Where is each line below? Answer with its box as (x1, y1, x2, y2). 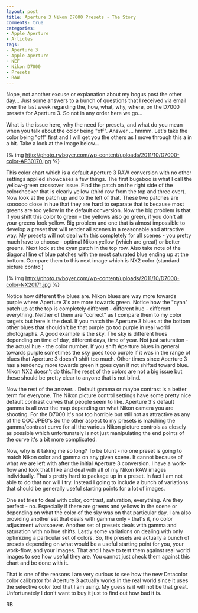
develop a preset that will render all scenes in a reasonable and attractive (6, 226, 184, 233)
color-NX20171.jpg (6, 281, 51, 288)
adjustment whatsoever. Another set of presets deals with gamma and (6, 521, 177, 529)
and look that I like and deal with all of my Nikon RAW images (18, 466, 167, 473)
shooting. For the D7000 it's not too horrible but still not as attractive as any (6, 411, 190, 418)
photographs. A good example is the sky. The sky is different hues (6, 330, 167, 338)
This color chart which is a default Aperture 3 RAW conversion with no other (6, 169, 192, 176)
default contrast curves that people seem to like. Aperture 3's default (6, 398, 174, 406)
